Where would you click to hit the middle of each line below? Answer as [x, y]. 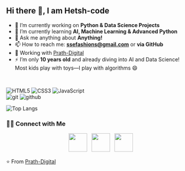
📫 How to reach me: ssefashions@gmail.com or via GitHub [89, 44]
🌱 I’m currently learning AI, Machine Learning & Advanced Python [96, 31]
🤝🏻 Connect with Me [36, 123]
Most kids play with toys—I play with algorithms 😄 [76, 68]
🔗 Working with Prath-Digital [49, 52]
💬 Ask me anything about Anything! [59, 37]
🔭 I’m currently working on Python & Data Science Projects [87, 25]
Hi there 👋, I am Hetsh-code [58, 11]
